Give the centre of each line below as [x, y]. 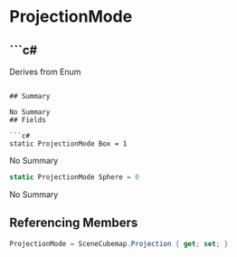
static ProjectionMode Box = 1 [68, 144]
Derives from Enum [45, 71]
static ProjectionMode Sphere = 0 [75, 177]
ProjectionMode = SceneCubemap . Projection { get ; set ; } [119, 243]
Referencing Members [74, 223]
